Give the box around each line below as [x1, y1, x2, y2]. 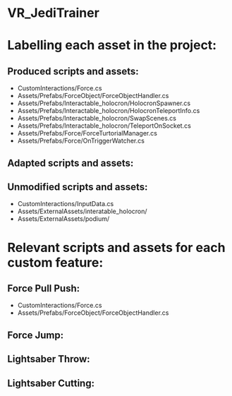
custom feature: [7, 254, 104, 270]
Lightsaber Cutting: [7, 377, 95, 389]
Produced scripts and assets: [7, 65, 139, 77]
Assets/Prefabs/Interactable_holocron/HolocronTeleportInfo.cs [17, 107, 200, 115]
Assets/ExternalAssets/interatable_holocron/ [17, 207, 147, 216]
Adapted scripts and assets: [7, 157, 134, 169]
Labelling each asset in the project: [7, 37, 217, 54]
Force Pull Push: [7, 282, 80, 294]
